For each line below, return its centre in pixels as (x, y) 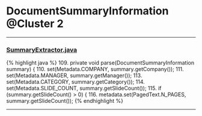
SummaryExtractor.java (42, 50)
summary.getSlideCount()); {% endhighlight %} (65, 101)
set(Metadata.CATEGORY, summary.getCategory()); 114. (76, 82)
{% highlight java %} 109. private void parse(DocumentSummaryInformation (100, 63)
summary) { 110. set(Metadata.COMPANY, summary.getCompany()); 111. (95, 69)
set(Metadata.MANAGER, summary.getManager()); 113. (74, 75)
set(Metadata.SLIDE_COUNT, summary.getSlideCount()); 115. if (84, 88)
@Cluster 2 (35, 24)
